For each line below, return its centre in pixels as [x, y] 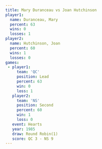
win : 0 [23, 86]
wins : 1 [18, 53]
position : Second [35, 105]
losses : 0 [20, 58]
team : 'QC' [28, 72]
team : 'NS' [28, 100]
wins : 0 [18, 29]
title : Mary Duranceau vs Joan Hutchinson [51, 10]
